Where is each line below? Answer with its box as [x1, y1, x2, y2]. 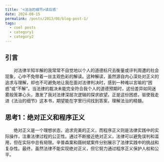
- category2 [9, 35, 34, 39]
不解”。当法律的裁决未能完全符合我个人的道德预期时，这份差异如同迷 [17, 86, 156, 91]
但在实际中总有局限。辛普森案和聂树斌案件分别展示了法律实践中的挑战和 [13, 139, 159, 145]
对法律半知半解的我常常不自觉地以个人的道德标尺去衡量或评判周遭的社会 [14, 67, 159, 73]
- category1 [9, 30, 34, 35]
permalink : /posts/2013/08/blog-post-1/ [5, 16, 89, 21]
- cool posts [9, 25, 36, 30]
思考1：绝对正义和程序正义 [5, 113, 85, 122]
